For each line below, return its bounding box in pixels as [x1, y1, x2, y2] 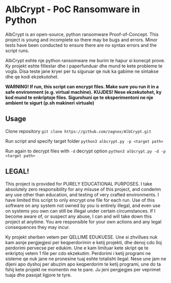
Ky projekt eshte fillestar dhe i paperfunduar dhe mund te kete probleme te [5, 63, 163, 69]
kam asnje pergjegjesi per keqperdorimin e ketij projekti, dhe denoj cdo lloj [5, 239, 162, 245]
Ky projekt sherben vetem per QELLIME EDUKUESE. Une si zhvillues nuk [5, 234, 158, 240]
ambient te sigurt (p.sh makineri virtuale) [5, 99, 94, 106]
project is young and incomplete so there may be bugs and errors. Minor [5, 37, 158, 43]
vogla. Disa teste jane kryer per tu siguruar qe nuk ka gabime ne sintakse [5, 68, 159, 74]
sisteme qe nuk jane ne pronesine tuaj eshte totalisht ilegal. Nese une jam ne [5, 255, 166, 262]
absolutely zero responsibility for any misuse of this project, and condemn [5, 186, 161, 192]
